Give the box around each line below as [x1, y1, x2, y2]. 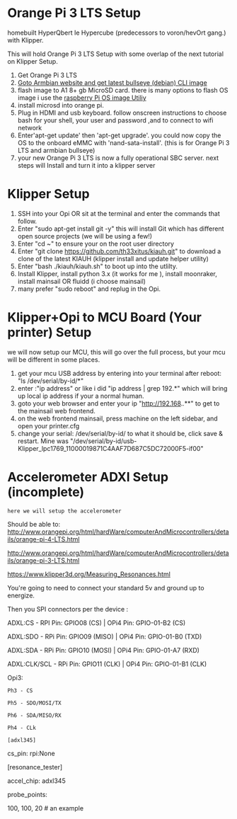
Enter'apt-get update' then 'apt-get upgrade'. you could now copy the [17, 131, 221, 139]
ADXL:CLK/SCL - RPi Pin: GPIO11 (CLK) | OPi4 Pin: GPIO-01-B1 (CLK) [7, 660, 207, 668]
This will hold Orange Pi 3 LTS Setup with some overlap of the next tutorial [7, 50, 224, 58]
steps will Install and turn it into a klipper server [17, 161, 156, 169]
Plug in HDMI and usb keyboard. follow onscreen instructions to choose [17, 108, 227, 117]
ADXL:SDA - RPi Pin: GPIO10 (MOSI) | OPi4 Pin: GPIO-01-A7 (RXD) [7, 646, 200, 654]
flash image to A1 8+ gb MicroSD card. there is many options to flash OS [17, 86, 229, 94]
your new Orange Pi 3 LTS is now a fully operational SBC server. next [17, 154, 219, 162]
